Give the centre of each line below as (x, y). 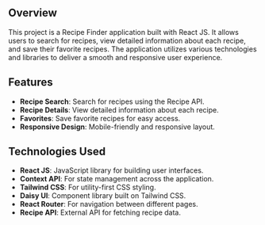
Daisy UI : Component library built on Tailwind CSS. (103, 196)
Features (31, 82)
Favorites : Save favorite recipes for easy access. (100, 118)
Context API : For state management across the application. (117, 179)
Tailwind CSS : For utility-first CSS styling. (88, 187)
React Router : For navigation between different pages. (109, 204)
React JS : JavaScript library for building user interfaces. (111, 170)
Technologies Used (57, 152)
